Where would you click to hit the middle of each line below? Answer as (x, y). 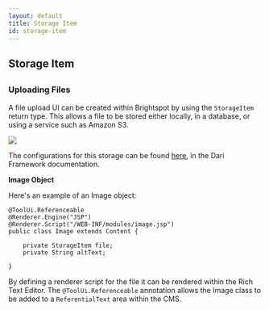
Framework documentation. (54, 164)
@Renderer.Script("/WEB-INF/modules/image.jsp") (91, 224)
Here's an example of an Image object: (72, 195)
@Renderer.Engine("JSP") (50, 217)
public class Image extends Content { (73, 231)
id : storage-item (37, 31)
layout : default (35, 16)
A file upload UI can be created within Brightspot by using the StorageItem (131, 107)
